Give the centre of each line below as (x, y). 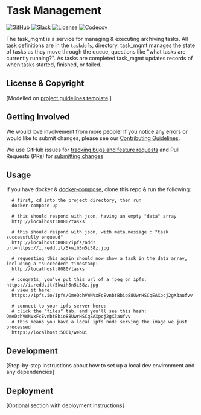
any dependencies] (30, 372)
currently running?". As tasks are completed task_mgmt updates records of (100, 58)
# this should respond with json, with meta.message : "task (90, 232)
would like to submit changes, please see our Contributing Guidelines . (93, 138)
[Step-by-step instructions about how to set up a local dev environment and (101, 366)
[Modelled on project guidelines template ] (59, 98)
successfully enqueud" (35, 238)
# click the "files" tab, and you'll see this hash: (79, 311)
